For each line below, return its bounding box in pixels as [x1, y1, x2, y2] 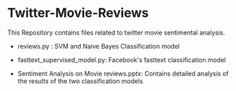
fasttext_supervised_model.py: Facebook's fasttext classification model [17, 55, 226, 64]
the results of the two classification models [17, 76, 143, 85]
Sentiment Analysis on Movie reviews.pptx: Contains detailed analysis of [17, 69, 229, 78]
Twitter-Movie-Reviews [7, 5, 149, 21]
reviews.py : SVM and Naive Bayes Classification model [17, 42, 180, 50]
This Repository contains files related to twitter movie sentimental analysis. [7, 28, 225, 37]
